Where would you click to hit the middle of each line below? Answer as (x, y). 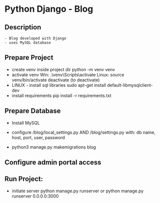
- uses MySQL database (28, 43)
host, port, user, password (38, 137)
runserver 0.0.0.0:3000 (35, 196)
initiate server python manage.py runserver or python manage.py (78, 191)
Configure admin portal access (53, 163)
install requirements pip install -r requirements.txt (61, 95)
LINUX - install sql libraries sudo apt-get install (59, 85)
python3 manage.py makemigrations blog (54, 147)
